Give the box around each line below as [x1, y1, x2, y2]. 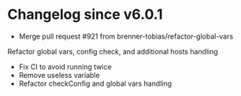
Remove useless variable [18, 70, 100, 79]
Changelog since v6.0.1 [7, 6, 163, 24]
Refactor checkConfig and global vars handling [18, 79, 172, 88]
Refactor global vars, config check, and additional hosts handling [7, 46, 218, 56]
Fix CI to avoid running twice [18, 61, 112, 72]
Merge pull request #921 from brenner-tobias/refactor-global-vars [18, 31, 234, 41]
